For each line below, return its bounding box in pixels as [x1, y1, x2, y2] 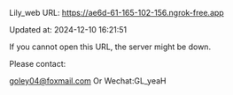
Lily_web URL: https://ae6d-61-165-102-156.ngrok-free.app [9, 8, 224, 18]
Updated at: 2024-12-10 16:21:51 [9, 25, 127, 34]
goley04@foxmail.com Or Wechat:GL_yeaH [9, 76, 167, 86]
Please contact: [9, 59, 66, 69]
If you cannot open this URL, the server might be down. [9, 41, 211, 52]
